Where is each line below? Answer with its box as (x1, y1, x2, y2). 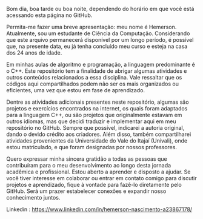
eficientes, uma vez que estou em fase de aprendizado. (6, 87, 145, 93)
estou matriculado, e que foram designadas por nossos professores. (6, 144, 178, 150)
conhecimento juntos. (6, 194, 61, 201)
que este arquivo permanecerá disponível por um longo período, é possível (6, 36, 194, 43)
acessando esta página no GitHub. (6, 12, 93, 19)
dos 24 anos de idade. (6, 49, 62, 56)
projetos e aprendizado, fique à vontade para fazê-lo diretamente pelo (6, 181, 182, 188)
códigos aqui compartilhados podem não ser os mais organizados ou (6, 80, 179, 87)
